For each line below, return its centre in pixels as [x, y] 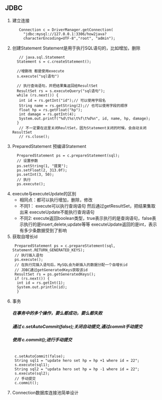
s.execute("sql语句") [38, 76]
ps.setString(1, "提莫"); [43, 166]
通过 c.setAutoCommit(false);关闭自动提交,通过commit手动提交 [77, 326]
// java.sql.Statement [42, 57]
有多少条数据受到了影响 [43, 230]
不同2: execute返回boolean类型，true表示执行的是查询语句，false [86, 218]
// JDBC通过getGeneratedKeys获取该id [51, 270]
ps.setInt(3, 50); [35, 174]
